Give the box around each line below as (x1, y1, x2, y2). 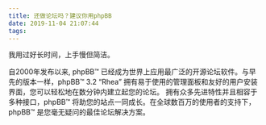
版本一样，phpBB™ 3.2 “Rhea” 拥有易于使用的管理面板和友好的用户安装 (22, 77, 258, 87)
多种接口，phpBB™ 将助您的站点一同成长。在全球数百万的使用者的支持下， (8, 98, 256, 107)
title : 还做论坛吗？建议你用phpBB (8, 11, 112, 20)
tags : (8, 27, 27, 35)
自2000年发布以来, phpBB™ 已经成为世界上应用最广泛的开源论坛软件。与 (8, 67, 250, 77)
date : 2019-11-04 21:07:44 (8, 19, 99, 27)
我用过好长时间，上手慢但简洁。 (8, 50, 114, 60)
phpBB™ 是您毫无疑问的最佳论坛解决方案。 (8, 107, 151, 117)
